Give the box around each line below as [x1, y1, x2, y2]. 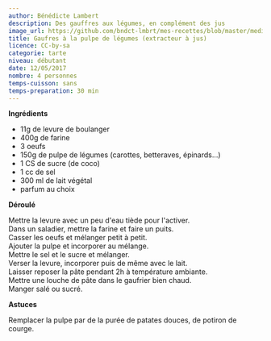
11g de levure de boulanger [19, 124, 110, 134]
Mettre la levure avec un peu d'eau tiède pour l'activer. [8, 215, 190, 226]
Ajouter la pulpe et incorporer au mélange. [8, 241, 149, 251]
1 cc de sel [19, 167, 56, 177]
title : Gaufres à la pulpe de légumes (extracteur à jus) [8, 34, 207, 43]
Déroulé [8, 200, 36, 210]
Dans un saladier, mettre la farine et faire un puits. [8, 224, 174, 234]
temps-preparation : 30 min [8, 86, 99, 95]
